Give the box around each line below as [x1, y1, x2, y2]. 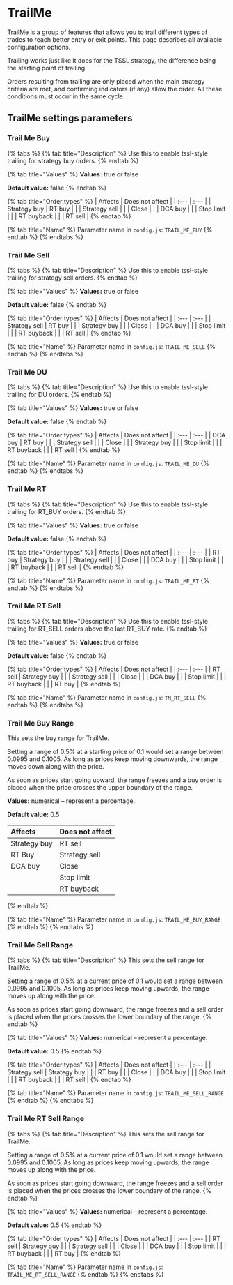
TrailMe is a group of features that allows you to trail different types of [7, 28, 208, 36]
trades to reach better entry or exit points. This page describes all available [7, 35, 223, 43]
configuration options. [7, 43, 71, 51]
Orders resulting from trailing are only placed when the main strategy [7, 77, 205, 85]
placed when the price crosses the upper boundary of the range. [7, 783, 193, 792]
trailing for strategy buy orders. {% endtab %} [7, 156, 139, 165]
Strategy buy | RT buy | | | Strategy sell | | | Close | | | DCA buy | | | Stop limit [7, 204, 226, 213]
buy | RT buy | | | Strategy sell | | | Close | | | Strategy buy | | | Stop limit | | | [7, 438, 223, 447]
